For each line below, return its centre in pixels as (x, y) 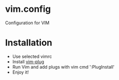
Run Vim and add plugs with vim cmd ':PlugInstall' (63, 67)
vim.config (28, 9)
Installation (29, 43)
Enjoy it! (20, 72)
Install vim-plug (28, 61)
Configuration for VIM (27, 23)
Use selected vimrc (32, 56)
